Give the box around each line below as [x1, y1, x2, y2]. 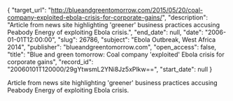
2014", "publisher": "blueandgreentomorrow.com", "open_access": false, [7, 43, 217, 51]
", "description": [162, 13, 209, 22]
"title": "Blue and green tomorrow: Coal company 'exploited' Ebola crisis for [7, 50, 225, 59]
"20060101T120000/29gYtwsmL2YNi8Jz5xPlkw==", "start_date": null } [7, 65, 213, 73]
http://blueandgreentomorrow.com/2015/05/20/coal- [50, 6, 204, 14]
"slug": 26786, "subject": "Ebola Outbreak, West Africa [57, 36, 216, 44]
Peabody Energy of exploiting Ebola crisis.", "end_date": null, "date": [7, 28, 204, 36]
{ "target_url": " [7, 6, 51, 14]
